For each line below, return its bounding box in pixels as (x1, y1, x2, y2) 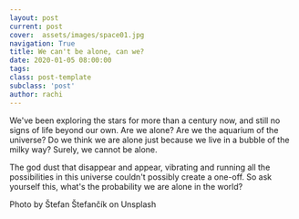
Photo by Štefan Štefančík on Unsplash (9, 198, 157, 210)
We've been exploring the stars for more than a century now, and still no (9, 115, 281, 126)
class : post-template (9, 73, 92, 82)
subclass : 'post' (9, 81, 76, 90)
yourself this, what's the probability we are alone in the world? (9, 181, 243, 192)
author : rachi (9, 89, 64, 99)
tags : (9, 65, 30, 74)
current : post (9, 22, 64, 31)
